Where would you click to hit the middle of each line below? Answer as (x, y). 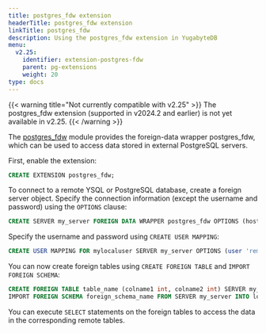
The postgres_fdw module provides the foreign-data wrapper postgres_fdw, (132, 136)
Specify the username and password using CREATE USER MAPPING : (114, 237)
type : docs (26, 82)
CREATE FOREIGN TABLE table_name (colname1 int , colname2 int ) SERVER (127, 289)
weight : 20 (40, 75)
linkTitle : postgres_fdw (49, 30)
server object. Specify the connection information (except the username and (133, 198)
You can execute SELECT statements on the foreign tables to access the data (132, 312)
